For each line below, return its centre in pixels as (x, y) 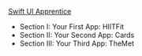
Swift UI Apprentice (40, 11)
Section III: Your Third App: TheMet (77, 43)
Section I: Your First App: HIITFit (72, 26)
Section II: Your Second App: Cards (77, 35)
